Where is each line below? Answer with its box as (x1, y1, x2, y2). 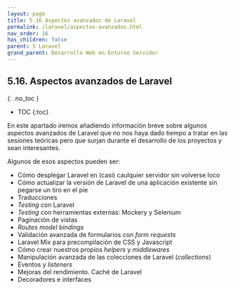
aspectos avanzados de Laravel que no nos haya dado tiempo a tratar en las (7, 128, 228, 137)
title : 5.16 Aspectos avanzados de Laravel (7, 17, 137, 24)
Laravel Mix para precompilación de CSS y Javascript (17, 238, 173, 246)
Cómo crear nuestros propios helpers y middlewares (17, 245, 170, 253)
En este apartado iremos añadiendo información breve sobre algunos (7, 121, 208, 130)
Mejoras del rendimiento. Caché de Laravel (17, 267, 142, 276)
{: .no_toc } (7, 94, 39, 102)
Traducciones (17, 193, 58, 201)
